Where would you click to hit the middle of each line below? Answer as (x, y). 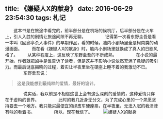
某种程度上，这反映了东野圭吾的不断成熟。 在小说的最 (94, 54)
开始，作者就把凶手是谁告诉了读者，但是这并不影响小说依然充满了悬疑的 (77, 61)
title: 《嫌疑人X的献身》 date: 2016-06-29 (69, 9)
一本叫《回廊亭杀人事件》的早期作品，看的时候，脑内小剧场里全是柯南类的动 (81, 42)
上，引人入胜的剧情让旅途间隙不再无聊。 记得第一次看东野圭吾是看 (81, 36)
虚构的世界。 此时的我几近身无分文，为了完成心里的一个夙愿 (82, 100)
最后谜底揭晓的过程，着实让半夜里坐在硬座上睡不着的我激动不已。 (83, 67)
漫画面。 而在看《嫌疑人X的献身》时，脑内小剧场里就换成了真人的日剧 (79, 49)
